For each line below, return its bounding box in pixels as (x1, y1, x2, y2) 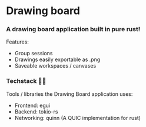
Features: (6, 38, 29, 45)
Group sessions (14, 50, 53, 57)
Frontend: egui (14, 102, 51, 109)
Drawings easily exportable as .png (14, 56, 101, 63)
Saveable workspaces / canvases (14, 62, 97, 69)
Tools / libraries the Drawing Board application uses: (6, 90, 133, 98)
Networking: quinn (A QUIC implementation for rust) (14, 114, 141, 121)
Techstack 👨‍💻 (6, 77, 47, 85)
